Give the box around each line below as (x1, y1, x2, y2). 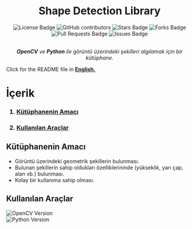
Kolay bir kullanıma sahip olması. (14, 176, 95, 183)
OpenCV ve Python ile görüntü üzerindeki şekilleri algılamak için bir (17, 47, 183, 55)
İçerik (6, 87, 35, 100)
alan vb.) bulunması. (14, 170, 65, 177)
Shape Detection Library (38, 4, 161, 18)
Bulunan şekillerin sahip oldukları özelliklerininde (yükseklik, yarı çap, (14, 164, 184, 171)
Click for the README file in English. (6, 65, 96, 72)
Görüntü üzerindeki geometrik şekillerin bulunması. (14, 157, 139, 164)
